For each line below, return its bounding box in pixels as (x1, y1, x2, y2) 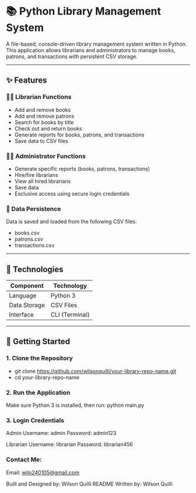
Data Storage (9, 301, 45, 309)
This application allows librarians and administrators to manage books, (6, 46, 176, 53)
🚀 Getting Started (6, 337, 71, 347)
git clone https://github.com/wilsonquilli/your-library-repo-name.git (14, 367, 177, 375)
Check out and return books (14, 125, 83, 132)
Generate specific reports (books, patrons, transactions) (14, 165, 150, 172)
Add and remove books (14, 106, 71, 113)
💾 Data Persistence (6, 204, 61, 213)
